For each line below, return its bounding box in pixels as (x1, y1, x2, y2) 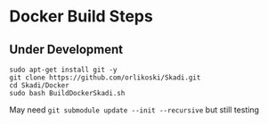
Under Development (9, 42, 123, 57)
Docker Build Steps (9, 6, 153, 27)
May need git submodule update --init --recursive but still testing (9, 104, 260, 115)
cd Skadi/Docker (9, 81, 69, 90)
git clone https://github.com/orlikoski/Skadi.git (9, 73, 201, 82)
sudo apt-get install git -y (9, 65, 118, 74)
